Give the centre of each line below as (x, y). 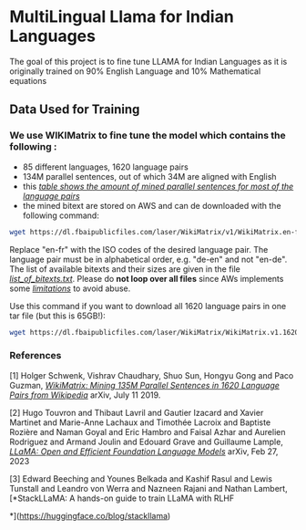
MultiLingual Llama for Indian (122, 17)
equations (28, 80)
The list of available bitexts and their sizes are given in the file (125, 269)
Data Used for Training (75, 110)
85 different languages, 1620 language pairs (105, 167)
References (36, 356)
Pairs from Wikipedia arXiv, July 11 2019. (85, 395)
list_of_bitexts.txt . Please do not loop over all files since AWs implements (147, 278)
